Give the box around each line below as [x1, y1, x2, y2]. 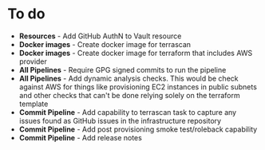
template [18, 99, 49, 109]
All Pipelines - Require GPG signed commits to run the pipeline [18, 65, 227, 74]
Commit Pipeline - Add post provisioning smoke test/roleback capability [18, 124, 258, 134]
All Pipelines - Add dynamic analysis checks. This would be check [18, 73, 239, 83]
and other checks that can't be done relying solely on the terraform [18, 90, 240, 100]
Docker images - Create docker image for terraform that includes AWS [18, 48, 253, 57]
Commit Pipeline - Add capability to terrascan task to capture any [18, 107, 237, 116]
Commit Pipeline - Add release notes [18, 132, 143, 142]
